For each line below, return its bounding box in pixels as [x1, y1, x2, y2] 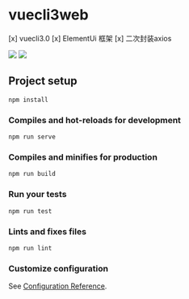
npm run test [8, 207, 52, 216]
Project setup [8, 75, 78, 88]
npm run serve [8, 133, 57, 141]
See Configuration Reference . [8, 281, 107, 291]
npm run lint [8, 244, 52, 252]
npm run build [8, 170, 57, 178]
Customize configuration [8, 263, 109, 274]
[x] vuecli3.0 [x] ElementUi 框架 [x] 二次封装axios [8, 33, 172, 43]
